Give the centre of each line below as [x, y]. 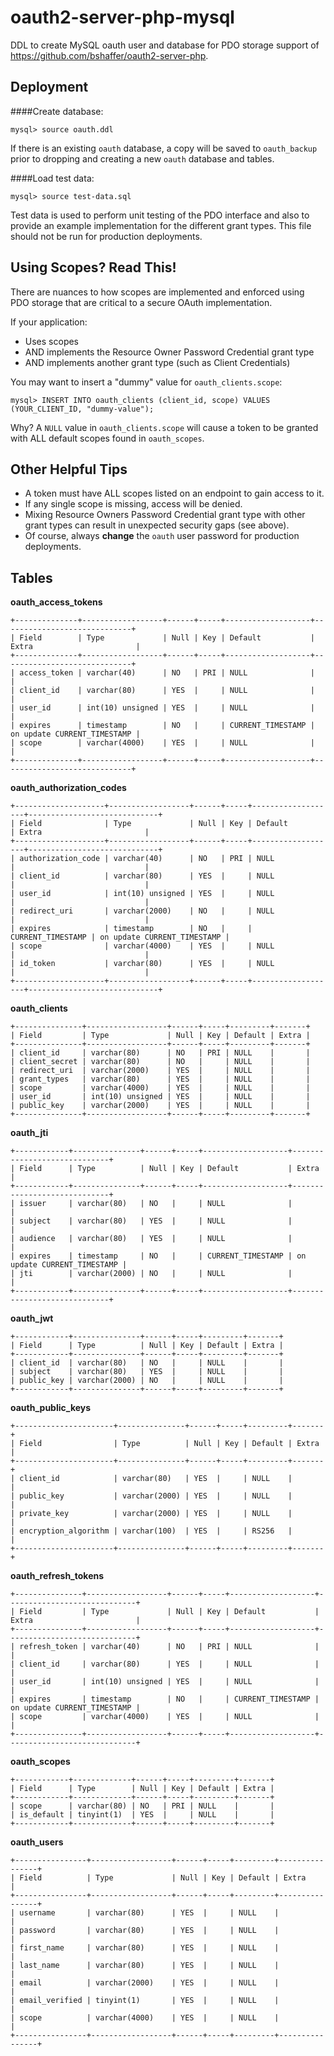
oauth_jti [29, 1133]
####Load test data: [52, 178]
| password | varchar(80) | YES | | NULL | [145, 1931]
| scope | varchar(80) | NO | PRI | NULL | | [142, 1806]
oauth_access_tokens [56, 602]
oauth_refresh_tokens [57, 1576]
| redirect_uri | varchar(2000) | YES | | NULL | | [160, 1071]
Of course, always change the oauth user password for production [162, 536]
